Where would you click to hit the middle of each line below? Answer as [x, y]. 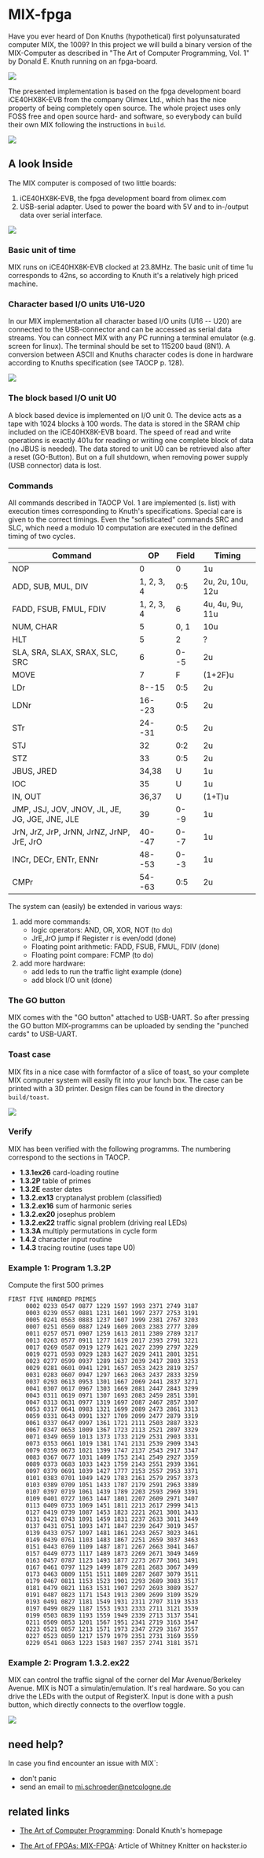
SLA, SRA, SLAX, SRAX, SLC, [65, 652]
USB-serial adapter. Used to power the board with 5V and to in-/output [134, 207]
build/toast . [29, 1097]
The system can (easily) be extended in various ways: [95, 906]
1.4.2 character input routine [66, 1239]
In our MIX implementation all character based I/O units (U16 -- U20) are [125, 321]
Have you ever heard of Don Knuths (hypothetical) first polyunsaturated [124, 36]
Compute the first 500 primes [56, 1285]
